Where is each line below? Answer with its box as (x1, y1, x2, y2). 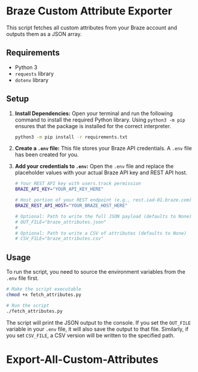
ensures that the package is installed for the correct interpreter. (14, 122, 172, 129)
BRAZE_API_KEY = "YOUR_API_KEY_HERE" (14, 186, 104, 192)
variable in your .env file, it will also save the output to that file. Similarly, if (6, 325, 189, 332)
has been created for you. (14, 151, 79, 158)
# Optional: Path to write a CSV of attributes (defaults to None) (14, 230, 187, 236)
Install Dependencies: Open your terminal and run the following (14, 110, 173, 117)
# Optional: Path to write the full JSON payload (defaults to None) (14, 213, 193, 219)
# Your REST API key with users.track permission (14, 181, 142, 187)
